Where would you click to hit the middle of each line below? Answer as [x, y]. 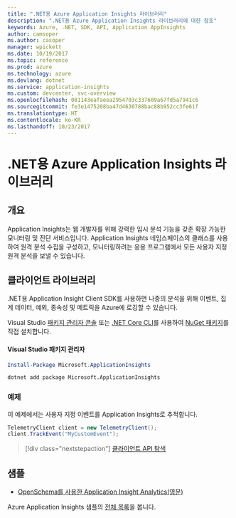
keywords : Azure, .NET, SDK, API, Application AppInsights [97, 27]
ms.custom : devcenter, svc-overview [61, 93]
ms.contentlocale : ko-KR [44, 120]
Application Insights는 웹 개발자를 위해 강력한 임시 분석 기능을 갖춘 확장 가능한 [117, 229]
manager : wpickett [34, 47]
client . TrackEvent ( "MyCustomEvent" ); [63, 434]
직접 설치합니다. [29, 331]
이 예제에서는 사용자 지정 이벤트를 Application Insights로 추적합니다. [102, 414]
